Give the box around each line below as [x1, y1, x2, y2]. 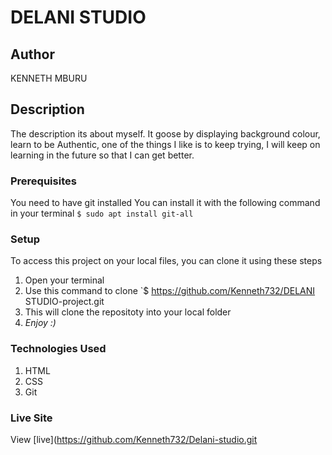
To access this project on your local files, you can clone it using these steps [10, 255, 323, 267]
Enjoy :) [24, 317, 57, 329]
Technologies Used [10, 342, 107, 356]
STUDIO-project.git [24, 296, 105, 308]
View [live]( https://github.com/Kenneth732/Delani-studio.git [10, 434, 258, 445]
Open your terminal [24, 274, 105, 286]
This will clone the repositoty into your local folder [24, 306, 232, 318]
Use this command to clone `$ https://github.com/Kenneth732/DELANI [24, 285, 316, 297]
